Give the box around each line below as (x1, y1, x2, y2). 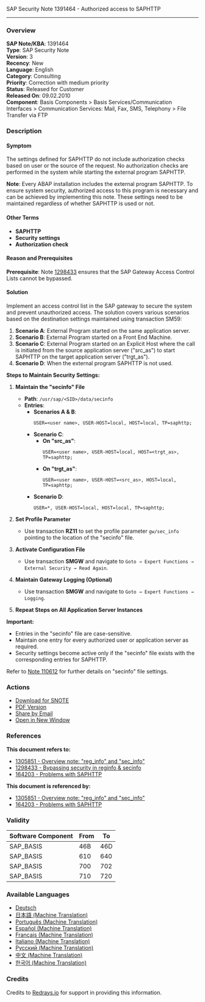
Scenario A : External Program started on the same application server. (15, 327, 190, 335)
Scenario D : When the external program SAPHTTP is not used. (15, 360, 173, 367)
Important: (6, 618, 34, 626)
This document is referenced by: (6, 782, 91, 790)
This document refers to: (6, 746, 71, 753)
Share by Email (15, 710, 53, 718)
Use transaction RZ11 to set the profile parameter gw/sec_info (24, 527, 179, 535)
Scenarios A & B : (33, 408, 77, 415)
